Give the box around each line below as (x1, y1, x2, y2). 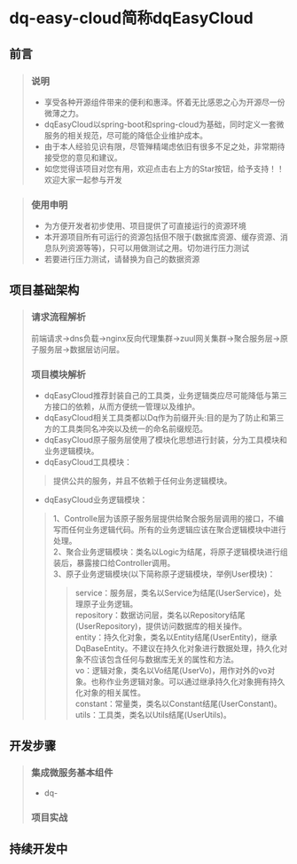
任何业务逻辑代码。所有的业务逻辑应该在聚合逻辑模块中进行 (68, 524, 286, 535)
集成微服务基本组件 (30, 766, 113, 779)
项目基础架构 (9, 282, 80, 297)
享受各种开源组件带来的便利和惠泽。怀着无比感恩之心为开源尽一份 (43, 97, 285, 107)
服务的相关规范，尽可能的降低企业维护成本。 (43, 130, 208, 140)
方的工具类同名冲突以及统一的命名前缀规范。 (43, 423, 208, 435)
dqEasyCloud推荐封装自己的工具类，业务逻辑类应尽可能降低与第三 (43, 390, 288, 401)
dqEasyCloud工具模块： (43, 457, 133, 467)
